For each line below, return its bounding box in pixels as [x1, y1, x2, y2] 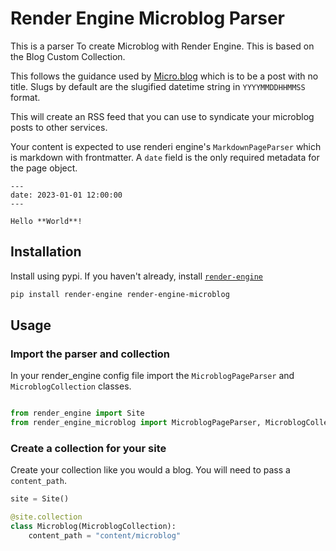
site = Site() [10, 494, 70, 504]
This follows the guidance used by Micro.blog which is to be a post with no [10, 70, 319, 82]
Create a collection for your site [10, 441, 167, 455]
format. [10, 91, 41, 103]
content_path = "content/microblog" [28, 530, 182, 541]
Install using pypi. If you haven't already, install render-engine [10, 270, 264, 282]
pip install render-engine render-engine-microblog [10, 289, 230, 299]
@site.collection [10, 512, 83, 522]
